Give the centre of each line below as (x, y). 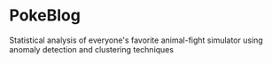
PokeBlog (45, 16)
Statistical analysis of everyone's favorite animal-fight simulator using (136, 40)
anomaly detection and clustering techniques (92, 49)
